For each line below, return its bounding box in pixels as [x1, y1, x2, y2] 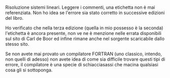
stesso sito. [5, 41, 29, 47]
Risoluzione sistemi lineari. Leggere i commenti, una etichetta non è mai [5, 5, 155, 10]
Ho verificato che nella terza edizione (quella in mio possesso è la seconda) [5, 25, 163, 31]
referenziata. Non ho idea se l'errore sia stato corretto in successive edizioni [5, 10, 165, 16]
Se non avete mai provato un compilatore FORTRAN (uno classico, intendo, [5, 51, 162, 57]
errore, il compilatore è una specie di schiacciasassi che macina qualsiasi [5, 62, 158, 67]
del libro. [5, 15, 24, 21]
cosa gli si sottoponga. [5, 67, 53, 73]
